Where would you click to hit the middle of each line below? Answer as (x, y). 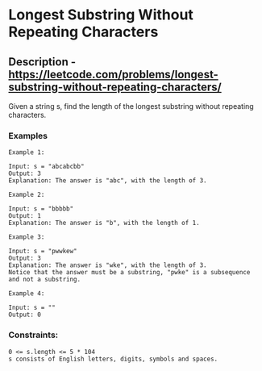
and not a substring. (45, 280)
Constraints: (33, 335)
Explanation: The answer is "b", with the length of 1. (104, 223)
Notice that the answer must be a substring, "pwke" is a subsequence (129, 273)
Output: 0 (25, 315)
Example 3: (27, 237)
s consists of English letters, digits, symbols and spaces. (113, 359)
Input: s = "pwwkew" (43, 252)
